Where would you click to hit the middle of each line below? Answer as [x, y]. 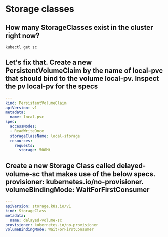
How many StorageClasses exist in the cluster [79, 28]
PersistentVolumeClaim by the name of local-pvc [84, 71]
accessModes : [24, 127]
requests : [25, 145]
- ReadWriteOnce [27, 131]
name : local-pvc [27, 117]
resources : [21, 141]
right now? [23, 35]
